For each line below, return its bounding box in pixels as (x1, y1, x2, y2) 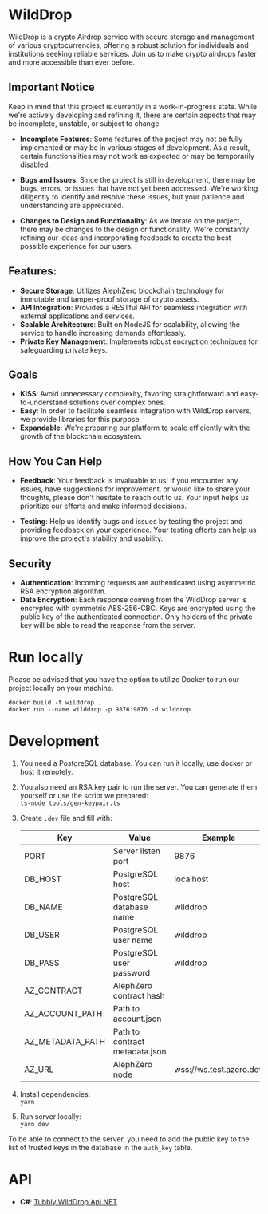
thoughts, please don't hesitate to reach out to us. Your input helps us (19, 493, 250, 503)
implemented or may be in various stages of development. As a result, (19, 142, 250, 152)
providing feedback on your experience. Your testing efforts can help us (19, 525, 257, 535)
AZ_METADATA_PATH (23, 1035, 106, 1046)
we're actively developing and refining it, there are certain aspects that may (8, 110, 257, 120)
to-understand (19, 397, 68, 408)
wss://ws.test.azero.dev (174, 1063, 264, 1074)
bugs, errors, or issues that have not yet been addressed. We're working (19, 183, 258, 193)
